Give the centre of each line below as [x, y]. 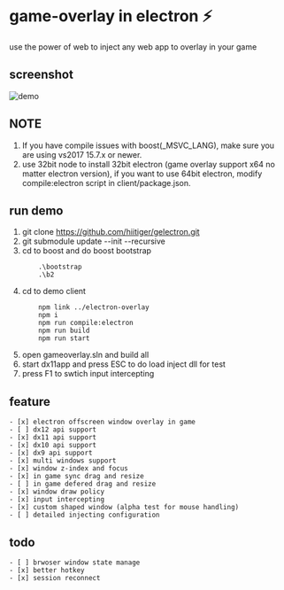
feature [30, 402]
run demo [36, 210]
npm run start [64, 338]
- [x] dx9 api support [51, 453]
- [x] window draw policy [57, 492]
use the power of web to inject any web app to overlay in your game [133, 47]
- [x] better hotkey [47, 571]
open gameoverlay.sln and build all [85, 355]
